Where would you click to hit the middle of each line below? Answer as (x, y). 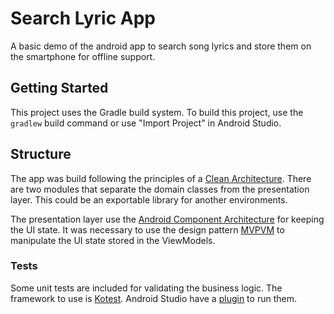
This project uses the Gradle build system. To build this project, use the (157, 112)
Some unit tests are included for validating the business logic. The (146, 288)
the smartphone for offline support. (83, 56)
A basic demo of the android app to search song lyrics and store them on (161, 46)
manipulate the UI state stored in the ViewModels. (113, 240)
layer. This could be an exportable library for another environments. (149, 199)
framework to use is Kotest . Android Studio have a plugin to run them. (153, 298)
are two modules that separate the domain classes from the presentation (160, 189)
